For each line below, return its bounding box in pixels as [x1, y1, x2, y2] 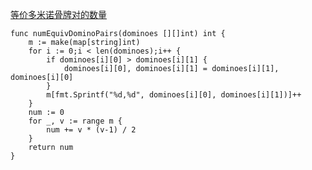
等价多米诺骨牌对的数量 [10, 9, 107, 20]
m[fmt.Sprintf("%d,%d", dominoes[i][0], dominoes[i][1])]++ [46, 90, 302, 100]
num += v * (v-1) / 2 [46, 125, 137, 135]
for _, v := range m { [28, 116, 123, 126]
